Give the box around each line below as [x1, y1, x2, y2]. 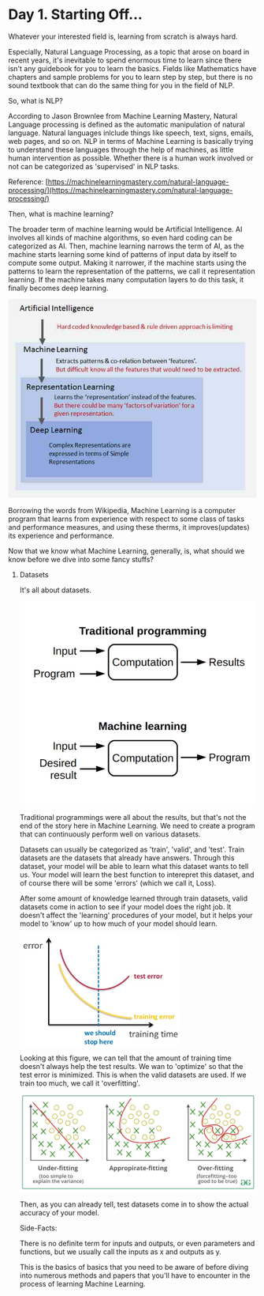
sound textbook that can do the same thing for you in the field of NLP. [8, 81, 235, 90]
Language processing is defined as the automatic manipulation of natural [8, 119, 246, 129]
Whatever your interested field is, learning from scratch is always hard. [8, 32, 238, 41]
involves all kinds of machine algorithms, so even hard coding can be [8, 232, 232, 242]
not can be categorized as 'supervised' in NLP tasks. [8, 161, 180, 171]
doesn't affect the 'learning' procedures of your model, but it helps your [19, 911, 253, 920]
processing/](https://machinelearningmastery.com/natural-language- [8, 185, 233, 195]
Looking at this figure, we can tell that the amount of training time [19, 1053, 232, 1063]
